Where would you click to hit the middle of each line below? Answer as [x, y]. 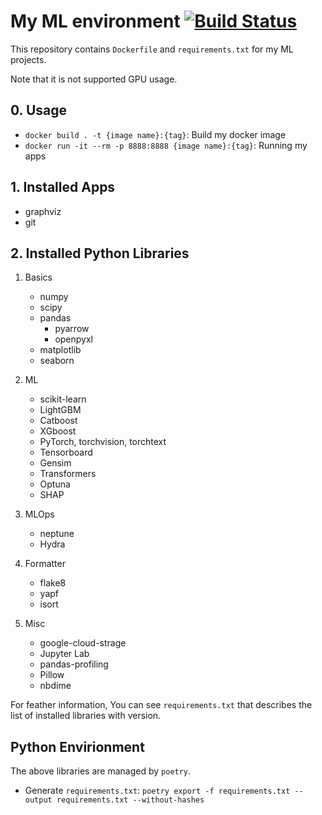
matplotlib [60, 350]
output [38, 800]
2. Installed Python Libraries [100, 253]
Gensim [55, 463]
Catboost [58, 421]
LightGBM [60, 410]
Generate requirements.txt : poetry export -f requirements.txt [157, 791]
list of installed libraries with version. [86, 716]
